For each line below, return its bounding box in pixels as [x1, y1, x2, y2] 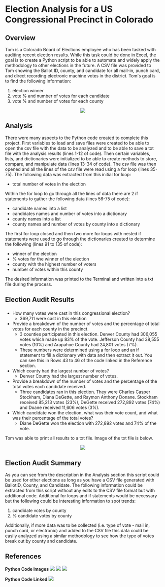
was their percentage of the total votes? [12, 415, 94, 421]
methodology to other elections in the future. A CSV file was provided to [5, 63, 152, 68]
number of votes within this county [12, 266, 83, 272]
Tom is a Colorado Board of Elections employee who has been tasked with [5, 47, 156, 52]
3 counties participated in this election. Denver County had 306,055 [19, 331, 158, 337]
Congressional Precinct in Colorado [5, 14, 154, 25]
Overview [5, 34, 36, 42]
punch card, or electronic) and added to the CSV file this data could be [5, 527, 149, 533]
